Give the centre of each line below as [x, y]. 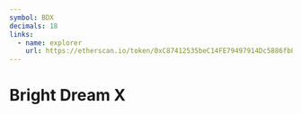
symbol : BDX [31, 18]
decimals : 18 [34, 26]
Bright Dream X [67, 96]
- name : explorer [50, 43]
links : [22, 34]
